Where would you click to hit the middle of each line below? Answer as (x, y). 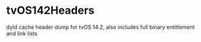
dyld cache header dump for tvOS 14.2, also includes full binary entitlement (101, 27)
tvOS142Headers (50, 10)
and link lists (22, 33)
